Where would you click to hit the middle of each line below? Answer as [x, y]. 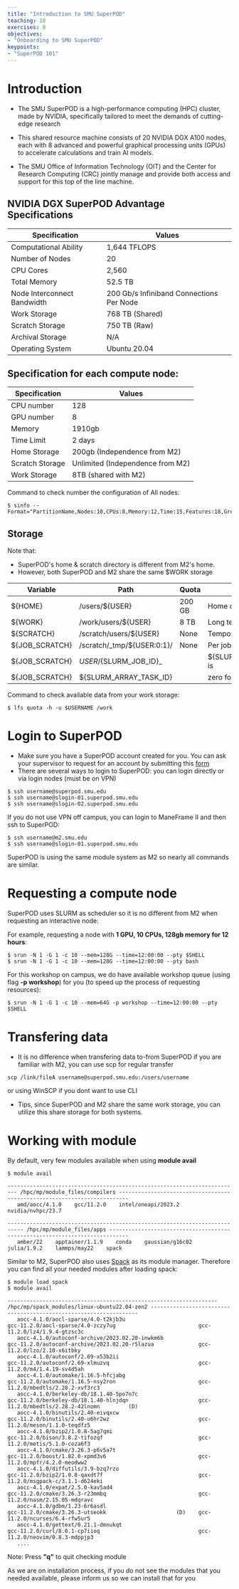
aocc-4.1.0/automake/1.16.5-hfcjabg [71, 1376]
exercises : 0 [27, 27]
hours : [17, 942]
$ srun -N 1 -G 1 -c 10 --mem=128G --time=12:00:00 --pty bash [103, 961]
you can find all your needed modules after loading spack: [92, 1269]
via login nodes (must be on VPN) [67, 778]
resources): [24, 990]
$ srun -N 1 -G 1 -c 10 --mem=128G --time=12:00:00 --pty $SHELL [106, 955]
